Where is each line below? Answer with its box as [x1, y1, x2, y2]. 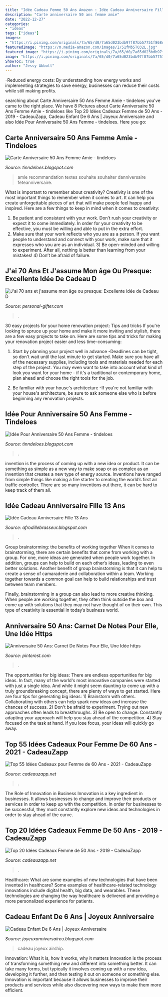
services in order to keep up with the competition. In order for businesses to [5, 801, 161, 807]
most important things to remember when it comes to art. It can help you [5, 194, 155, 200]
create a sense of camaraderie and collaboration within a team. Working [5, 571, 154, 577]
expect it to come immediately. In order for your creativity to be [12, 220, 142, 226]
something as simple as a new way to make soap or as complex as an [5, 466, 148, 472]
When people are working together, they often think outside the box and [5, 596, 153, 603]
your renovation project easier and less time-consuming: [5, 339, 122, 345]
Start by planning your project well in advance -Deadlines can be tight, [12, 348, 158, 354]
